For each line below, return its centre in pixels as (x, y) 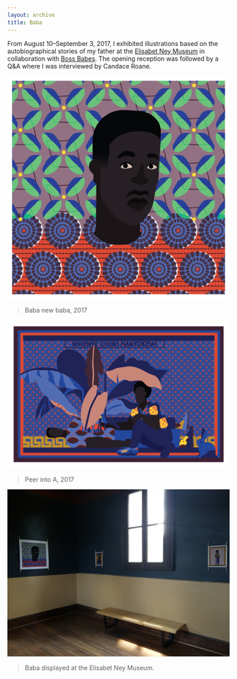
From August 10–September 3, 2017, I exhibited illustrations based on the (113, 43)
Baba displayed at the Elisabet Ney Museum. (89, 668)
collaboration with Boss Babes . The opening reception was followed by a (113, 58)
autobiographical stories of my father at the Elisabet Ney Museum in (106, 51)
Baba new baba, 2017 (56, 310)
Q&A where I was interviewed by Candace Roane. (79, 66)
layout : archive (31, 15)
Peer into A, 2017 (49, 480)
